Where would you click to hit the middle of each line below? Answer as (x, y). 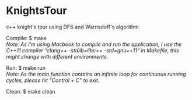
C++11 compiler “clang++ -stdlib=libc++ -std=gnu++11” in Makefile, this (92, 50)
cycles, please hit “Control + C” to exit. (53, 80)
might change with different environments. (57, 56)
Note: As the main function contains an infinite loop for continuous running (96, 74)
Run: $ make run (26, 67)
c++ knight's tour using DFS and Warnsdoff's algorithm (72, 27)
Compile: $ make (26, 38)
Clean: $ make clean (31, 91)
